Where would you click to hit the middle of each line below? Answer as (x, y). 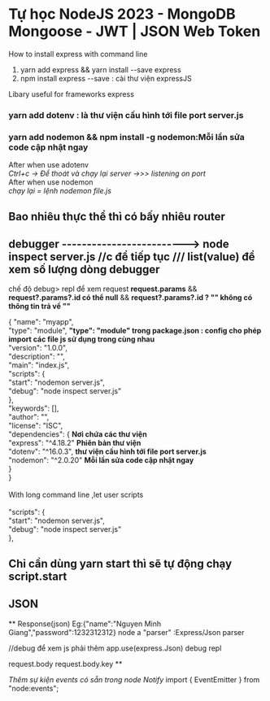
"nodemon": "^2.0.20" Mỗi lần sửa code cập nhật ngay (101, 460)
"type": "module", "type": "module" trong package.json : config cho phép (135, 331)
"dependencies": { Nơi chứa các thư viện (78, 434)
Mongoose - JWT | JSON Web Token (135, 31)
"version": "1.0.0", (38, 348)
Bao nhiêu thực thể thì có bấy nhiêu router (117, 216)
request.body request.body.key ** (65, 664)
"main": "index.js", (39, 365)
